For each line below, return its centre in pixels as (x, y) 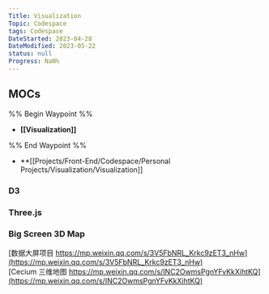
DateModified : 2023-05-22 (52, 46)
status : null (30, 54)
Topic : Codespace (38, 24)
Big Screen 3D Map (47, 234)
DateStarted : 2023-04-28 (50, 39)
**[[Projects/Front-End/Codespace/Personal (95, 161)
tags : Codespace (36, 31)
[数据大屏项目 (31, 253)
